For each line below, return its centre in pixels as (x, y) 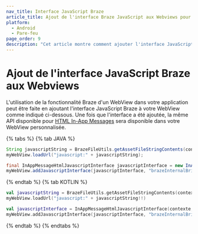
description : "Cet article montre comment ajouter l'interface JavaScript (100, 45)
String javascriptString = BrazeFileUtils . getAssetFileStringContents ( (96, 149)
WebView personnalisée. (36, 127)
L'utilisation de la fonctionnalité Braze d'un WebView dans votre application (97, 102)
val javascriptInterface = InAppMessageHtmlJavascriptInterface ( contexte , (100, 209)
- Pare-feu (25, 34)
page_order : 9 (24, 39)
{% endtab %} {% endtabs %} (43, 225)
